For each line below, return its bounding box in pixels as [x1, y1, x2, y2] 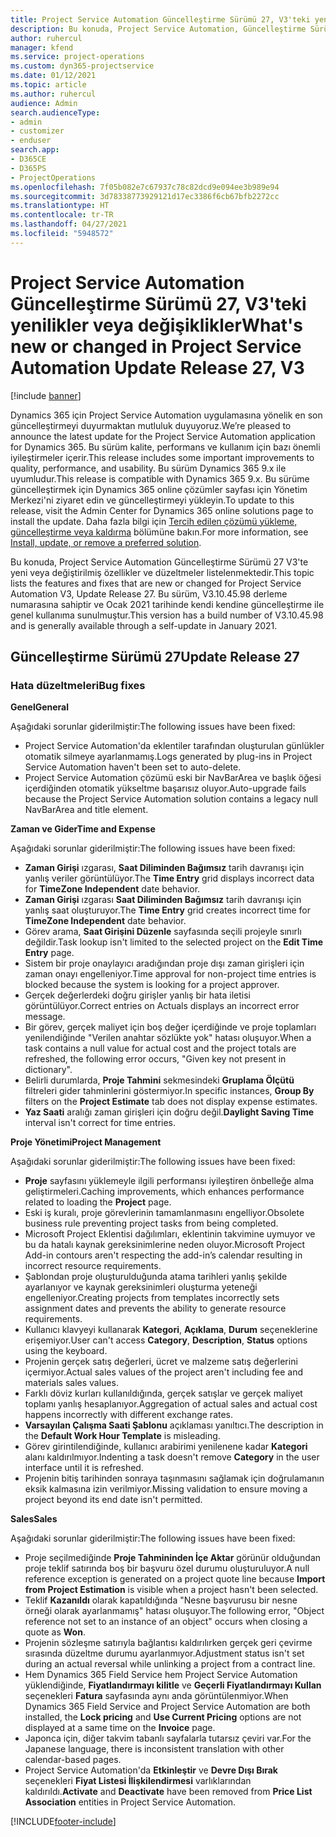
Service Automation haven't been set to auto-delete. [24, 761, 242, 773]
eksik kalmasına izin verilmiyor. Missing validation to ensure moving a [24, 1483, 308, 1495]
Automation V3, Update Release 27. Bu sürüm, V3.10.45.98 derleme [10, 587, 288, 600]
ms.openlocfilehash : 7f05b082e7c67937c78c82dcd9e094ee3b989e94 [10, 182, 280, 192]
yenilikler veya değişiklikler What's [10, 314, 303, 336]
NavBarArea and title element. [24, 804, 149, 816]
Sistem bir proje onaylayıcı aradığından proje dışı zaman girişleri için [24, 957, 305, 970]
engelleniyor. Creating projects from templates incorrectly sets [24, 1292, 280, 1304]
